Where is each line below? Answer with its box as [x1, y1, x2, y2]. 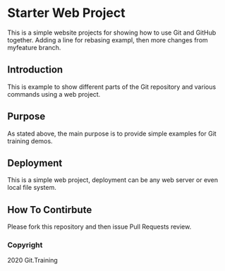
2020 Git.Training [7, 256, 58, 265]
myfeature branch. [7, 43, 61, 52]
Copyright [7, 240, 43, 250]
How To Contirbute [7, 203, 92, 216]
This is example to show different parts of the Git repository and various [7, 83, 217, 91]
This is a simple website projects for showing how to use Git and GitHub [7, 28, 217, 37]
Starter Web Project [7, 5, 126, 21]
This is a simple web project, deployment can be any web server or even [7, 176, 219, 184]
